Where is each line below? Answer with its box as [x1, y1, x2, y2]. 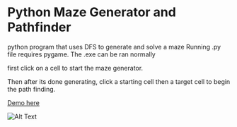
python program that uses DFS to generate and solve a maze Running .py [7, 42, 221, 51]
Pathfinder [7, 19, 71, 35]
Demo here [7, 98, 40, 107]
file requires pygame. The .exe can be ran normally [7, 50, 156, 59]
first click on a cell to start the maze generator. [7, 64, 144, 72]
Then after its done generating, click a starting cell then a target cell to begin [7, 77, 231, 85]
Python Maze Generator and [7, 4, 177, 20]
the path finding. [7, 85, 56, 93]
